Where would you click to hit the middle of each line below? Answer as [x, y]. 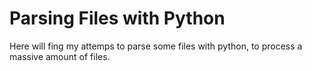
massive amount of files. [60, 56]
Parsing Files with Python [117, 18]
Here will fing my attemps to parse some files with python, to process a [156, 46]
